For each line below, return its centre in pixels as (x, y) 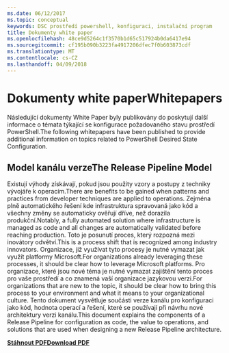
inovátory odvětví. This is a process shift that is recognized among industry (112, 242)
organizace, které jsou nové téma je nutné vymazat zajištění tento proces (110, 272)
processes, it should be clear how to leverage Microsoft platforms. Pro (106, 264)
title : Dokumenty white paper (50, 32)
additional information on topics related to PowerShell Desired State (102, 139)
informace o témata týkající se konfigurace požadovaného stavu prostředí (111, 125)
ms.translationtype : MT (41, 52)
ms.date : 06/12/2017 (37, 13)
